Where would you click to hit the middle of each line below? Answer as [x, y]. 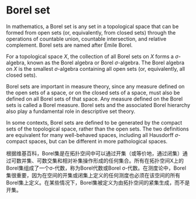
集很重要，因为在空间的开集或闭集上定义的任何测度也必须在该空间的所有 [93, 175]
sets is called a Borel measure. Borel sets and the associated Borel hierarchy [98, 105]
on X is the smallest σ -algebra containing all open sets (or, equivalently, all [96, 68]
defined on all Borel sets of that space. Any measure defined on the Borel [94, 99]
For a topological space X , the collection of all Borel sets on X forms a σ [92, 56]
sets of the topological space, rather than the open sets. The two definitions [97, 129]
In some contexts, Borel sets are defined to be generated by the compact [94, 122]
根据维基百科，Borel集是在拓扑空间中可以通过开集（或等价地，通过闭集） [94, 153]
